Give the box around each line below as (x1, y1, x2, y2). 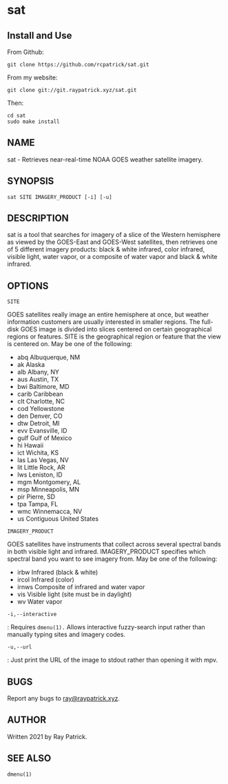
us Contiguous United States (17, 515, 99, 523)
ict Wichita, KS (17, 448, 59, 457)
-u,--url (7, 644, 32, 651)
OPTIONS (7, 280, 49, 291)
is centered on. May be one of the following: (7, 340, 132, 348)
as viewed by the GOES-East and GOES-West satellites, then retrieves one (7, 238, 218, 247)
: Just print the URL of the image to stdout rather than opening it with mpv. (7, 656, 218, 665)
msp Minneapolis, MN (17, 486, 80, 494)
